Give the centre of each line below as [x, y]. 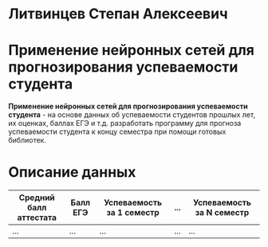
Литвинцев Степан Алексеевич [118, 14]
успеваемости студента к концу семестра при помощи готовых [117, 131]
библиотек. [27, 140]
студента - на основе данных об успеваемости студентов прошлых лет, [132, 115]
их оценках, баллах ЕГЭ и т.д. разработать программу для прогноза [125, 123]
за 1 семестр [133, 213]
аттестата [37, 218]
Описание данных [72, 173]
